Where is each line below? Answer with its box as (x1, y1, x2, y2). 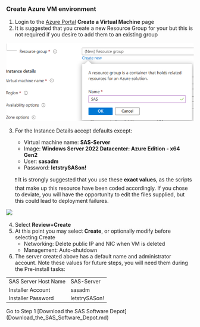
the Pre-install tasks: (14, 265, 65, 273)
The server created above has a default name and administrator (14, 252, 171, 260)
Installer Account (8, 286, 51, 294)
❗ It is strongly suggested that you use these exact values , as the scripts (14, 175, 192, 183)
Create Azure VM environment (6, 5, 96, 13)
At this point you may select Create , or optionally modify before (14, 227, 171, 235)
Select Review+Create (14, 221, 71, 228)
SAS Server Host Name (8, 278, 66, 285)
